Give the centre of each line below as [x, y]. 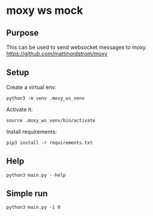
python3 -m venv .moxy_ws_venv [45, 98]
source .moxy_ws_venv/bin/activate [51, 120]
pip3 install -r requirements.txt [50, 142]
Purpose [23, 33]
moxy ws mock [45, 11]
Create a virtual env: [31, 87]
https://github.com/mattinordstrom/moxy [57, 54]
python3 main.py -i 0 [33, 208]
